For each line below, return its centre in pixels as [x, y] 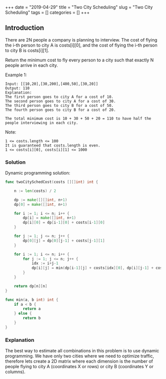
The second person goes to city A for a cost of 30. [61, 101]
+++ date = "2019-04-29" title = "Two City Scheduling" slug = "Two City [79, 7]
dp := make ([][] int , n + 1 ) [41, 200]
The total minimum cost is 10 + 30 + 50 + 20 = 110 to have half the [78, 118]
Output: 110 [17, 88]
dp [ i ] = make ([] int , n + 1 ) [50, 218]
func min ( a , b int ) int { [32, 300]
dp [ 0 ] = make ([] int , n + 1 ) [41, 204]
